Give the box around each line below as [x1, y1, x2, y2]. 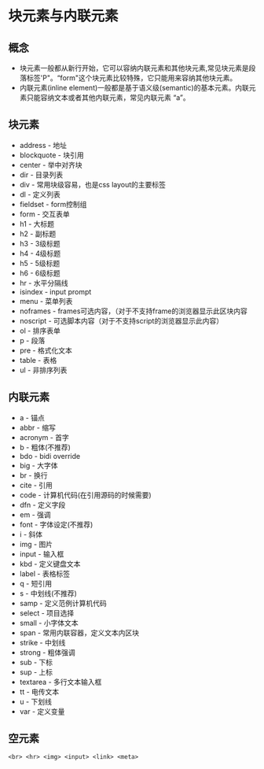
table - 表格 [19, 355, 57, 364]
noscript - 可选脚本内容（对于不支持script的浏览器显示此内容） [19, 316, 224, 325]
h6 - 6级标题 [19, 268, 60, 278]
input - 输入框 [19, 549, 64, 559]
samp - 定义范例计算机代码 [19, 598, 108, 608]
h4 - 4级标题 [19, 249, 61, 258]
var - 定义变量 [19, 706, 65, 716]
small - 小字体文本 [19, 618, 79, 627]
